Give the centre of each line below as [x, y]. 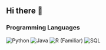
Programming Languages [43, 28]
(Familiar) [72, 40]
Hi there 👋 [24, 11]
